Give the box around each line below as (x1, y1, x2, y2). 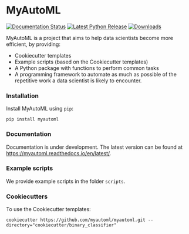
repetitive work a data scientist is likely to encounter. (14, 77, 142, 84)
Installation (6, 92, 39, 100)
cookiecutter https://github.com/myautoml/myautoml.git (6, 217, 146, 223)
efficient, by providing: (6, 41, 60, 48)
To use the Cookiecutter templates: (6, 206, 91, 213)
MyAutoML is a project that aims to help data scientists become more (6, 34, 174, 41)
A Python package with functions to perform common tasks (14, 64, 160, 71)
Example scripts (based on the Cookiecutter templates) (14, 58, 148, 65)
